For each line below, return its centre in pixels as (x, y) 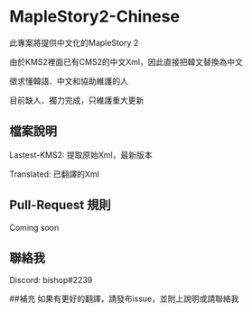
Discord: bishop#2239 (51, 280)
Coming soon (34, 227)
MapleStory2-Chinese (95, 17)
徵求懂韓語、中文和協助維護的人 (69, 81)
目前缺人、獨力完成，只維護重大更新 (77, 100)
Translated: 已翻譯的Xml (54, 174)
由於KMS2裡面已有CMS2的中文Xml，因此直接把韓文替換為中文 (126, 61)
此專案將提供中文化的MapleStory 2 (74, 42)
